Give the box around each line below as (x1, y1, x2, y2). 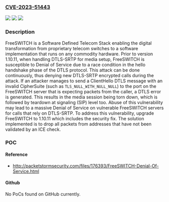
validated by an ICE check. (5, 126, 61, 132)
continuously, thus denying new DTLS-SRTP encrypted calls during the (5, 72, 154, 78)
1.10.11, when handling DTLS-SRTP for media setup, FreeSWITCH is (5, 56, 145, 62)
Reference (5, 151, 28, 158)
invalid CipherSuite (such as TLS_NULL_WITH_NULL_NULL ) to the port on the (5, 83, 156, 89)
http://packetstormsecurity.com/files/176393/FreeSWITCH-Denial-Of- (12, 162, 159, 169)
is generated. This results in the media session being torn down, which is (5, 94, 158, 100)
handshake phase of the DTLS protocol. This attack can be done (5, 67, 140, 73)
